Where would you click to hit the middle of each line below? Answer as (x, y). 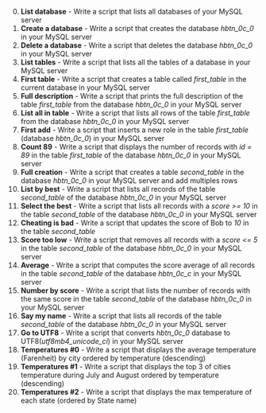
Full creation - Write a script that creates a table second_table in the (132, 172)
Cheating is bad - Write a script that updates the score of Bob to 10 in (135, 223)
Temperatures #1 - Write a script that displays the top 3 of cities (125, 366)
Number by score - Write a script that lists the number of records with (135, 290)
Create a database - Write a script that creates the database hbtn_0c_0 (137, 28)
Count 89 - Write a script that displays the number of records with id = (136, 147)
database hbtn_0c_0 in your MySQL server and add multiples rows (129, 181)
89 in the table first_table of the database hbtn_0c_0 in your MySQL (131, 155)
